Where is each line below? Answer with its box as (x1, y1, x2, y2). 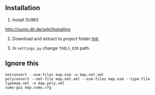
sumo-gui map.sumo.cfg (5, 85, 52, 90)
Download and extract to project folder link (12, 36, 99, 41)
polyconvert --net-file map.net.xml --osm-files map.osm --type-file (5, 76, 151, 81)
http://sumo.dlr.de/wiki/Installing (5, 26, 71, 32)
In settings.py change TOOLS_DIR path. (12, 45, 91, 51)
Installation (5, 4, 40, 12)
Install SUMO (12, 17, 39, 22)
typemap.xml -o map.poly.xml (5, 80, 65, 86)
